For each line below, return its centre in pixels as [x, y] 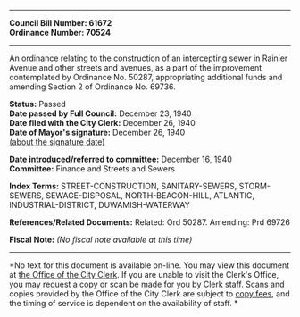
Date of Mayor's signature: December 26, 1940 [97, 132]
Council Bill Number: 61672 [61, 23]
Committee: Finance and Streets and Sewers [92, 169]
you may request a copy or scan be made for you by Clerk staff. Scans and [147, 284]
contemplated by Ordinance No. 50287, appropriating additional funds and [146, 77]
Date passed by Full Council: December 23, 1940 [100, 113]
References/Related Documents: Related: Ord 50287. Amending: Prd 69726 [150, 222]
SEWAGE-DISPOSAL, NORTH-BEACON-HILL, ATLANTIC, [150, 196]
